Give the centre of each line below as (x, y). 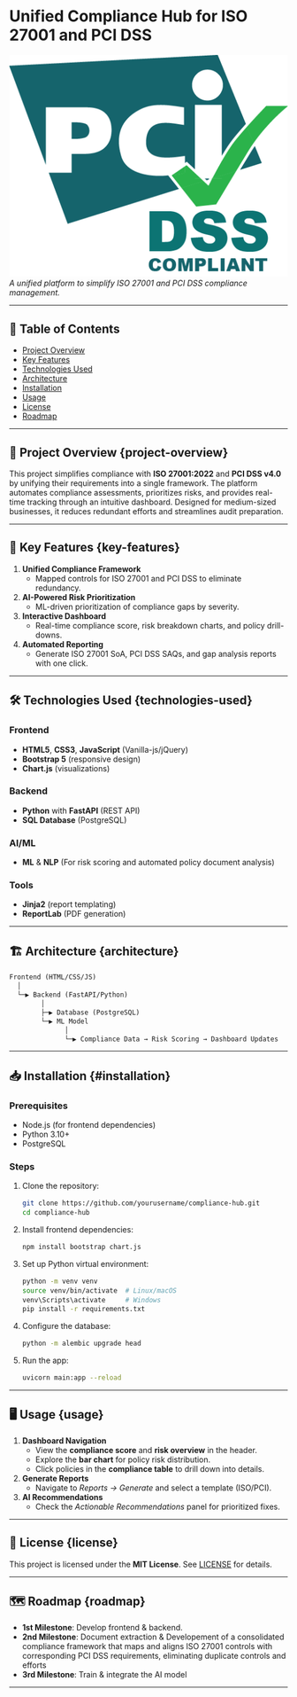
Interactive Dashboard (64, 616)
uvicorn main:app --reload (72, 1378)
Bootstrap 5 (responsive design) (81, 759)
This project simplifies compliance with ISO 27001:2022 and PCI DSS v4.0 (145, 474)
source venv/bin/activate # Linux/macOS (99, 1290)
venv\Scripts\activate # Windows (91, 1300)
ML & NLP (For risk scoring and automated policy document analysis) (148, 863)
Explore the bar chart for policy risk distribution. (123, 1459)
